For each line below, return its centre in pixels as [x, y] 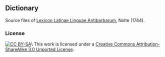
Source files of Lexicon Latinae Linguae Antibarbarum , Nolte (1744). [75, 20]
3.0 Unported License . [51, 49]
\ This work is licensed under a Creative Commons [83, 44]
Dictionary [22, 8]
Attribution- [148, 44]
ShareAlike [16, 49]
